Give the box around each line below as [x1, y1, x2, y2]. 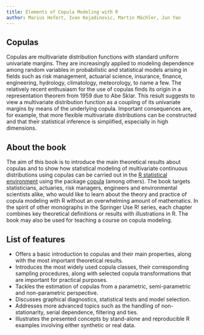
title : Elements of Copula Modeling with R [6, 9, 119, 15]
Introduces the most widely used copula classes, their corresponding [15, 263, 189, 270]
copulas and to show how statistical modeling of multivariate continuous [6, 165, 188, 172]
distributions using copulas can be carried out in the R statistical [6, 171, 167, 178]
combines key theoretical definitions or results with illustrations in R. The [6, 210, 189, 217]
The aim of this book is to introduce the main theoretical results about [6, 158, 181, 166]
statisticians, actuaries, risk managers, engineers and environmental [6, 184, 178, 192]
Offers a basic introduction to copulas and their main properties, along [15, 250, 192, 258]
